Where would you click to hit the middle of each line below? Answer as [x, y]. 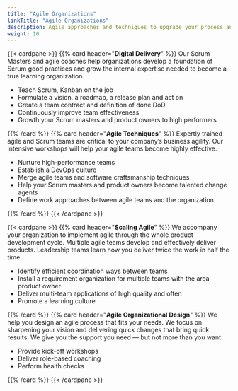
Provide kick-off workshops [58, 351]
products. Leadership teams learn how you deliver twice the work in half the [118, 250]
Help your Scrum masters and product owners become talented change [122, 185]
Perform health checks [51, 366]
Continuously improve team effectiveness [78, 112]
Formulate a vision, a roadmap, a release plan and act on [100, 98]
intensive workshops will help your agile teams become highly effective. [112, 148]
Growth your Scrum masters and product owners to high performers [117, 120]
